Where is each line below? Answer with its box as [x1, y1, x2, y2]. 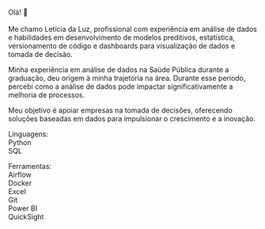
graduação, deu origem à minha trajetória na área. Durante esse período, [8, 74, 246, 82]
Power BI [8, 204, 38, 213]
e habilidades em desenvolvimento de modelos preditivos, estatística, [8, 32, 236, 42]
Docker [8, 178, 32, 188]
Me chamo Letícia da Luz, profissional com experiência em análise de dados [8, 25, 257, 33]
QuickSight [8, 212, 44, 221]
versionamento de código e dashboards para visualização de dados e [8, 41, 236, 51]
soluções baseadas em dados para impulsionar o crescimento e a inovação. [8, 114, 256, 123]
